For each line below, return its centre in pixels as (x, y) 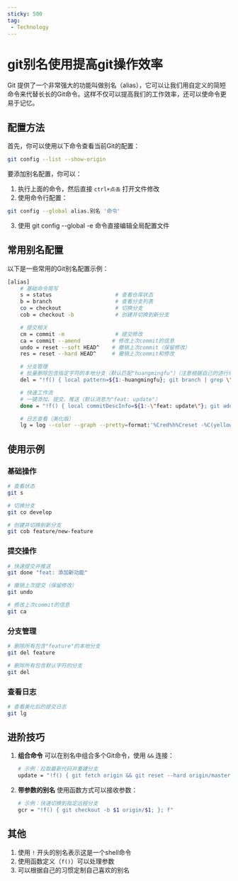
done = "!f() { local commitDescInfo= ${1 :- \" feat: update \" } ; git (120, 406)
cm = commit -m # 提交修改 (81, 334)
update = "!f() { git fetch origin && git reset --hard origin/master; (125, 776)
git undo (20, 593)
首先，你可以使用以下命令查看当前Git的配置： (74, 146)
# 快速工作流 (36, 393)
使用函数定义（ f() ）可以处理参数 (66, 861)
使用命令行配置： (42, 198)
